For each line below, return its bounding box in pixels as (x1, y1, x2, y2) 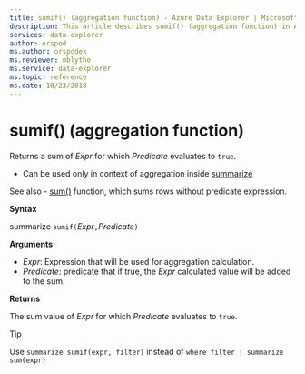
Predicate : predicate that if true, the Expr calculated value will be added (22, 266, 291, 277)
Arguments (9, 238, 54, 249)
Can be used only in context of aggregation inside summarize (22, 167, 253, 178)
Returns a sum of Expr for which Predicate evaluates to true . (9, 150, 237, 161)
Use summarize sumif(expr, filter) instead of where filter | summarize (9, 346, 284, 357)
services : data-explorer (9, 30, 103, 39)
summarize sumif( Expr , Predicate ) (9, 220, 139, 232)
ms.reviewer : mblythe (9, 56, 92, 65)
